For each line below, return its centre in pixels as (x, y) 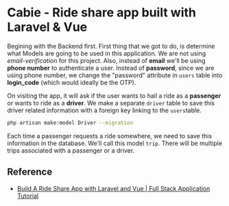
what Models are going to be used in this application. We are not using (107, 53)
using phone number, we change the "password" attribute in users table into (115, 75)
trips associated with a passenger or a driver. (71, 150)
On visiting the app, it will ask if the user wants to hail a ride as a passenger (114, 95)
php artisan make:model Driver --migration (70, 123)
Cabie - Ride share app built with (102, 13)
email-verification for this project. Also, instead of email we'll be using (106, 60)
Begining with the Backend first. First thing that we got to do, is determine (111, 46)
